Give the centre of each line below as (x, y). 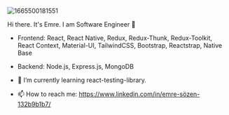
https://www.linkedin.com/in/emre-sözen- (139, 94)
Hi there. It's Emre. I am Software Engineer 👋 (71, 24)
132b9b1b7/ (34, 104)
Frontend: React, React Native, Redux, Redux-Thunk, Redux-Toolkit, (114, 38)
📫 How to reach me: (47, 94)
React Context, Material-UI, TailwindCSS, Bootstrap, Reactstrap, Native (120, 45)
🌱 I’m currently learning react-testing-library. (82, 80)
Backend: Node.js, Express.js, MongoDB (76, 66)
